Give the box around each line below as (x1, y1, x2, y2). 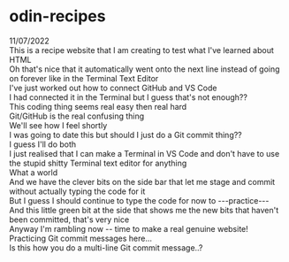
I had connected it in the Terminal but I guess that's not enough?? (9, 91, 247, 103)
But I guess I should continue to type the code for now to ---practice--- (9, 195, 270, 205)
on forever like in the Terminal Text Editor (9, 73, 159, 83)
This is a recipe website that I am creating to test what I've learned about (9, 44, 274, 55)
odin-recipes (9, 6, 106, 27)
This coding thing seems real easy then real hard (9, 101, 187, 112)
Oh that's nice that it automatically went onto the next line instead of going (9, 64, 280, 74)
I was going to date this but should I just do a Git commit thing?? (9, 129, 243, 140)
